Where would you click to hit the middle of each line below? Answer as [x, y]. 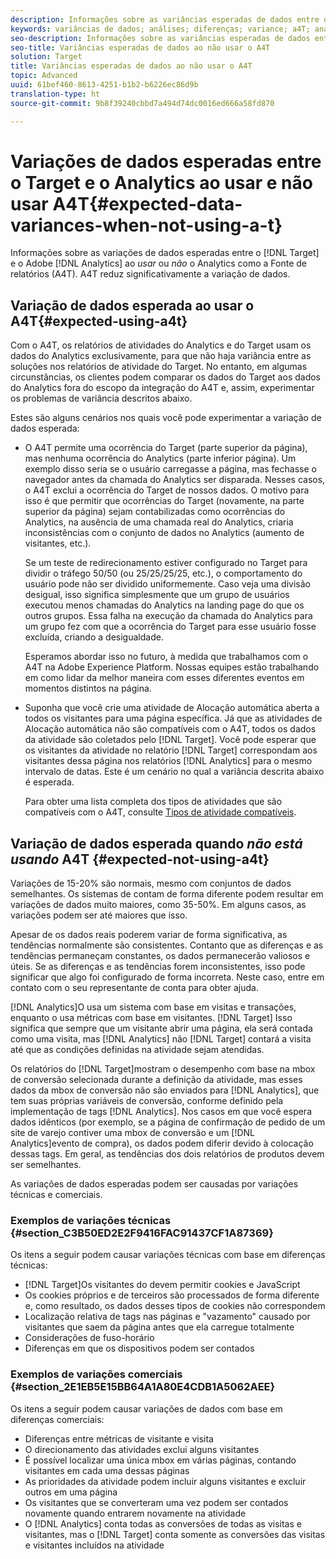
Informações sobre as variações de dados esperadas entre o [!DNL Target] [165, 253]
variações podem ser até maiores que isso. [99, 915]
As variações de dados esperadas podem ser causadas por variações [154, 1184]
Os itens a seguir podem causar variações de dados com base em [146, 1408]
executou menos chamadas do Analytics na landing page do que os [164, 605]
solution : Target [46, 57]
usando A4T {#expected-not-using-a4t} [140, 859]
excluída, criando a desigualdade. [94, 637]
